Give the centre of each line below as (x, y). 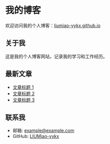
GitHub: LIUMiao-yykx (36, 136)
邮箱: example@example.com (43, 131)
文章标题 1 (23, 87)
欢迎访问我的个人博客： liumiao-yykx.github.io (53, 25)
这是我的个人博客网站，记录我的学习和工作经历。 (56, 56)
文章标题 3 (24, 100)
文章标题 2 (24, 93)
